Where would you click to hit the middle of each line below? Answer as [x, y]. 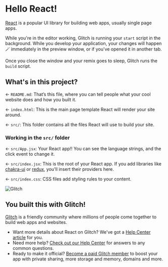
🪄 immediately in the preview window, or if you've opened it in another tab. [84, 49]
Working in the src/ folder [38, 138]
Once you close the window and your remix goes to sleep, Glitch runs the [81, 61]
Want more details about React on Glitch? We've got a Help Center [81, 232]
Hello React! [31, 9]
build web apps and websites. [36, 222]
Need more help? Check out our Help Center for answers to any [79, 243]
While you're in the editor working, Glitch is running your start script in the [83, 38]
